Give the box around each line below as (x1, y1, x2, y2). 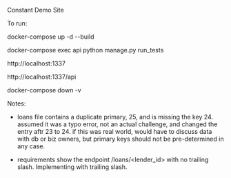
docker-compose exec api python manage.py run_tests (7, 46, 164, 54)
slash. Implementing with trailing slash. (17, 163, 128, 171)
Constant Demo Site (7, 6, 64, 14)
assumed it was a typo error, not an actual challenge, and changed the (17, 120, 218, 128)
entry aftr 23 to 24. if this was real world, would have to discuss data (17, 128, 212, 135)
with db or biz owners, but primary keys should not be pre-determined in (17, 135, 224, 143)
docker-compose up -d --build (7, 32, 94, 41)
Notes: (7, 99, 26, 108)
